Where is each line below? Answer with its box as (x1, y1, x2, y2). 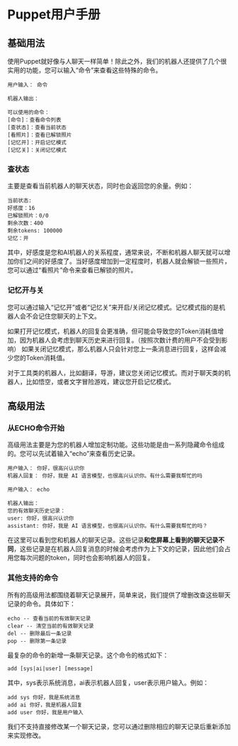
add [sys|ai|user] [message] (7, 664, 93, 672)
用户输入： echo (7, 486, 50, 494)
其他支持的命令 (7, 573, 59, 583)
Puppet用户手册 (7, 6, 101, 23)
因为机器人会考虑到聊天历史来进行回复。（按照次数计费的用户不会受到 (19, 335, 222, 344)
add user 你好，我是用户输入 (7, 708, 84, 716)
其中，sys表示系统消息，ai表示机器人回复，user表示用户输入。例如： (7, 678, 209, 686)
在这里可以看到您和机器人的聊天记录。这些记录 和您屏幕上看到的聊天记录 (7, 536, 218, 545)
